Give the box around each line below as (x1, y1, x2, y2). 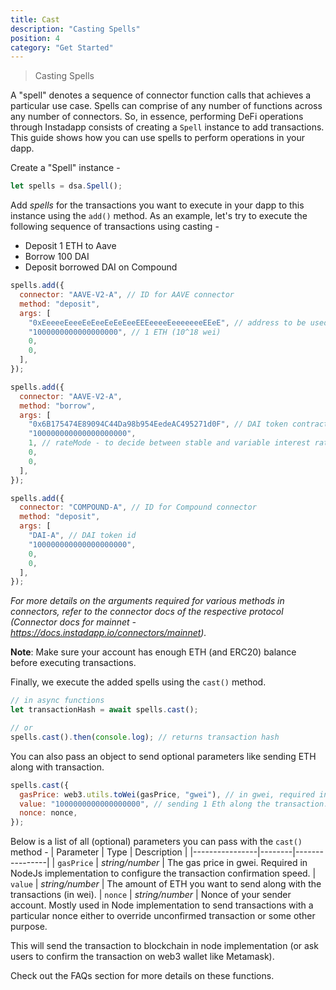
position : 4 (10, 33, 60, 43)
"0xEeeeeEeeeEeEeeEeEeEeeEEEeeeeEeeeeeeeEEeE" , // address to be (28, 317, 307, 328)
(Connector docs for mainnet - (10, 616, 137, 628)
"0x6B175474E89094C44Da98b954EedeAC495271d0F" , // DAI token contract (28, 419, 329, 430)
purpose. (10, 921, 48, 933)
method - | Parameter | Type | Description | (10, 846, 188, 858)
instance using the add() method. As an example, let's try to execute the (10, 210, 308, 222)
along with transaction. (10, 761, 105, 773)
